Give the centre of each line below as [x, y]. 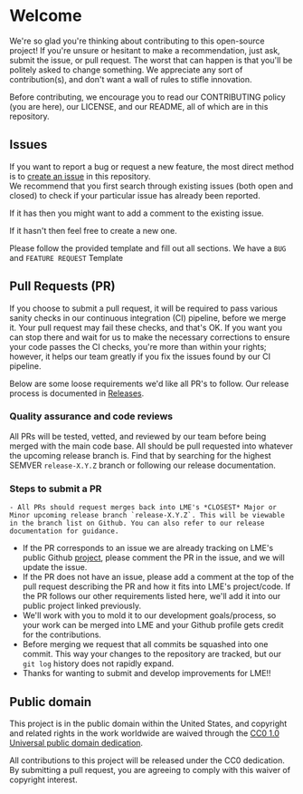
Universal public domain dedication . [76, 742]
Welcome [46, 16]
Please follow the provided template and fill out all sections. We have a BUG [148, 248]
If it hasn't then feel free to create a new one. [94, 230]
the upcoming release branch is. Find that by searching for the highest [140, 455]
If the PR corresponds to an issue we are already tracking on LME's [148, 548]
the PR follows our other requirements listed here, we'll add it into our [151, 596]
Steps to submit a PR [56, 489]
